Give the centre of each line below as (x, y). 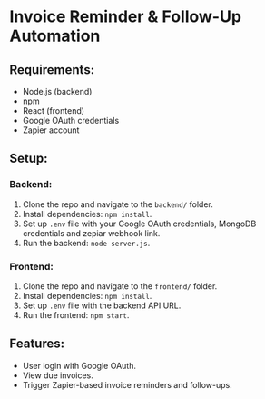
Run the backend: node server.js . (86, 243)
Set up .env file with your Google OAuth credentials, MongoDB (139, 224)
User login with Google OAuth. (79, 365)
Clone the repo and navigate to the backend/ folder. (118, 204)
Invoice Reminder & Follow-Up (126, 17)
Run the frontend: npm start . (76, 314)
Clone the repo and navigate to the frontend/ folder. (120, 286)
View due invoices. (58, 375)
